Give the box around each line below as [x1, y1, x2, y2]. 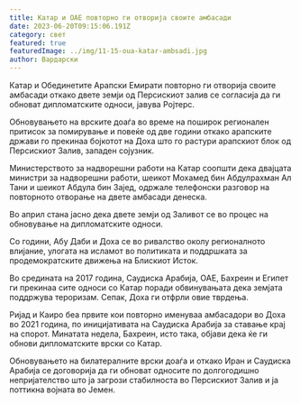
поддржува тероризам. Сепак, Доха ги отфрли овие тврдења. [9, 292, 250, 302]
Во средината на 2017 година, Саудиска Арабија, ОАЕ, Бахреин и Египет [9, 272, 289, 283]
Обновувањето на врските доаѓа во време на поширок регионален [9, 116, 269, 127]
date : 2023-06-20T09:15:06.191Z [9, 22, 131, 31]
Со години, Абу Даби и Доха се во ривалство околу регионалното [9, 236, 266, 246]
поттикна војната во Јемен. [9, 384, 115, 395]
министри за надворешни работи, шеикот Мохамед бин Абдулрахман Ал [9, 172, 292, 183]
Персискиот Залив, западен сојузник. [9, 145, 155, 156]
